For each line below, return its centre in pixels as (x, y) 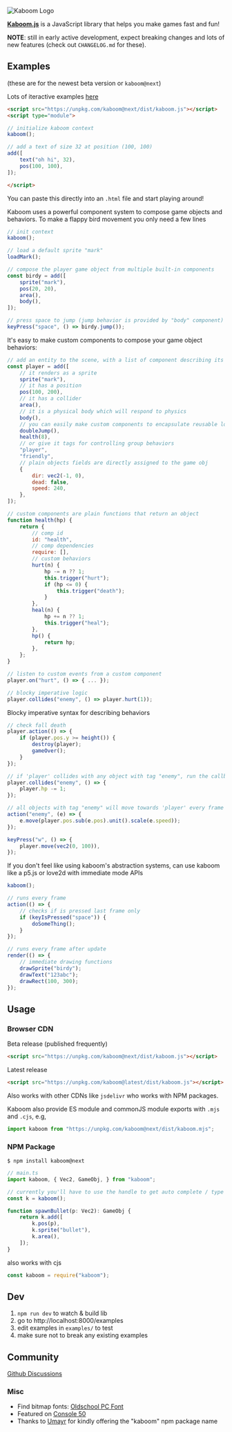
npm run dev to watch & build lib (62, 1313)
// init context (30, 231)
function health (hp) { (40, 520)
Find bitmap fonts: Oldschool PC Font (70, 1406)
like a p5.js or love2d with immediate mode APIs (75, 873)
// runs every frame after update (57, 949)
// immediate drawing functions (66, 962)
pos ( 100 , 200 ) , (41, 392)
